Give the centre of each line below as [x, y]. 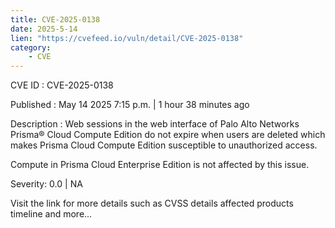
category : [31, 47]
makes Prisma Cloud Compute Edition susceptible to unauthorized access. [164, 145]
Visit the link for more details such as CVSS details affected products [152, 203]
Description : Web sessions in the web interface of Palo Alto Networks [155, 124]
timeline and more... [51, 214]
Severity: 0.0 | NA [46, 184]
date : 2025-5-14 [44, 29]
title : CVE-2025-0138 [55, 19]
